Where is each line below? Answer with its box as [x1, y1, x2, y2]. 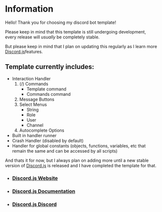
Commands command [26, 91, 71, 97]
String [26, 106, 39, 112]
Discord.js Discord [12, 201, 57, 208]
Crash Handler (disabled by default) [12, 138, 84, 143]
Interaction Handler [12, 75, 51, 81]
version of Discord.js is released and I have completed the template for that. [5, 162, 157, 168]
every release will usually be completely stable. [5, 34, 100, 40]
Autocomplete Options [19, 127, 65, 133]
